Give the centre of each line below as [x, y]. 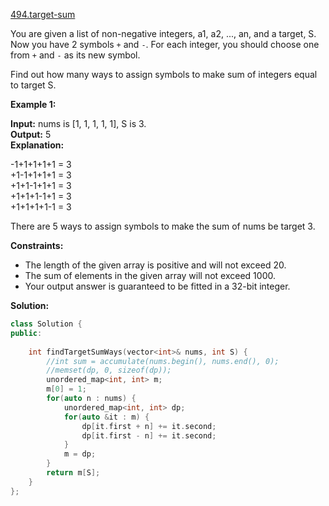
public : [26, 333]
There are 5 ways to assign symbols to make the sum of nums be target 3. [163, 226]
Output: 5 [31, 134]
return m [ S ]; [73, 473]
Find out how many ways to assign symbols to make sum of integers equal [164, 74]
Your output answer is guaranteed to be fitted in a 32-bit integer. [157, 286]
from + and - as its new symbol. [75, 55]
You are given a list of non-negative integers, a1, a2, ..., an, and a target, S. [163, 33]
